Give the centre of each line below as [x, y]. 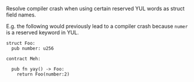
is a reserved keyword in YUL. [42, 32]
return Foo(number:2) [43, 74]
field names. [21, 15]
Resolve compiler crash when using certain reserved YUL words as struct [95, 9]
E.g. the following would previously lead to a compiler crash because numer [97, 26]
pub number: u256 [33, 48]
